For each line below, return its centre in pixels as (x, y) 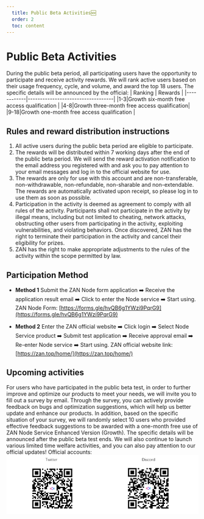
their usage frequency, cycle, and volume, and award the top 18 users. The (100, 86)
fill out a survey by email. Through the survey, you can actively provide (95, 400)
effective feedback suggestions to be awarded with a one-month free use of (102, 426)
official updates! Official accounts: (49, 452)
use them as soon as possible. (53, 198)
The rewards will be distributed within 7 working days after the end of (102, 153)
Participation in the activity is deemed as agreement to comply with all (103, 204)
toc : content (28, 26)
